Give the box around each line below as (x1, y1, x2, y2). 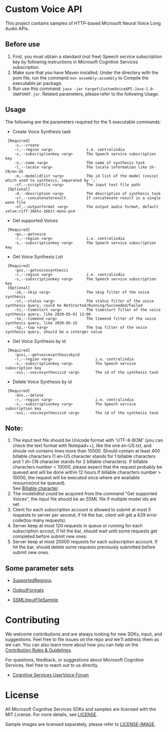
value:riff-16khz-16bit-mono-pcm (5, 209, 75, 214)
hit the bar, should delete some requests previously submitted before (12, 544, 156, 550)
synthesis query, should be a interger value (5, 329, 102, 334)
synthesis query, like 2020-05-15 (5, 320, 78, 325)
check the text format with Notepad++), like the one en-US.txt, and (12, 442, 152, 448)
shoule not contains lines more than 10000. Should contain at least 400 (12, 448, 160, 454)
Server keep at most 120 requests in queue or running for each (12, 523, 143, 529)
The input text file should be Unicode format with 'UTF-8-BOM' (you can (12, 437, 163, 443)
